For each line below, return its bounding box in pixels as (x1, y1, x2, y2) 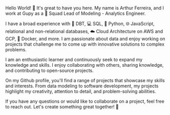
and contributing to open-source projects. (5, 67, 94, 73)
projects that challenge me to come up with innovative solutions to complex (5, 41, 165, 47)
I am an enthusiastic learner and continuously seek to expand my (5, 56, 143, 63)
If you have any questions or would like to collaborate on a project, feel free (5, 98, 165, 104)
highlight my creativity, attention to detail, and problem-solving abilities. (5, 88, 156, 94)
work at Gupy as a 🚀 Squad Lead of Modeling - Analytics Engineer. (5, 10, 146, 16)
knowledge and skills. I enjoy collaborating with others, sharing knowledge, (5, 62, 164, 68)
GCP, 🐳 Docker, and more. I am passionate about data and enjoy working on (5, 36, 165, 42)
